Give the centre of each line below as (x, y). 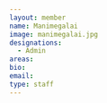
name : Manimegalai (44, 26)
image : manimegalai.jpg (54, 34)
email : (22, 76)
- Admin (32, 51)
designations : (36, 43)
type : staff (31, 84)
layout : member (38, 17)
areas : (22, 59)
